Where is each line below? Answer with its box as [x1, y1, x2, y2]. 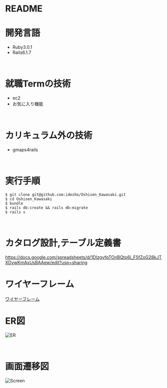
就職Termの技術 [5, 78, 71, 90]
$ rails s [5, 209, 26, 214]
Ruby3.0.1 [12, 44, 32, 50]
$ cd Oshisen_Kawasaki [5, 196, 52, 201]
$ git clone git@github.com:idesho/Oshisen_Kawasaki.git [5, 192, 126, 197]
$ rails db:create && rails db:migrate [5, 205, 88, 210]
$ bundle [5, 200, 23, 206]
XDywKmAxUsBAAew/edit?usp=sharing [5, 259, 88, 265]
